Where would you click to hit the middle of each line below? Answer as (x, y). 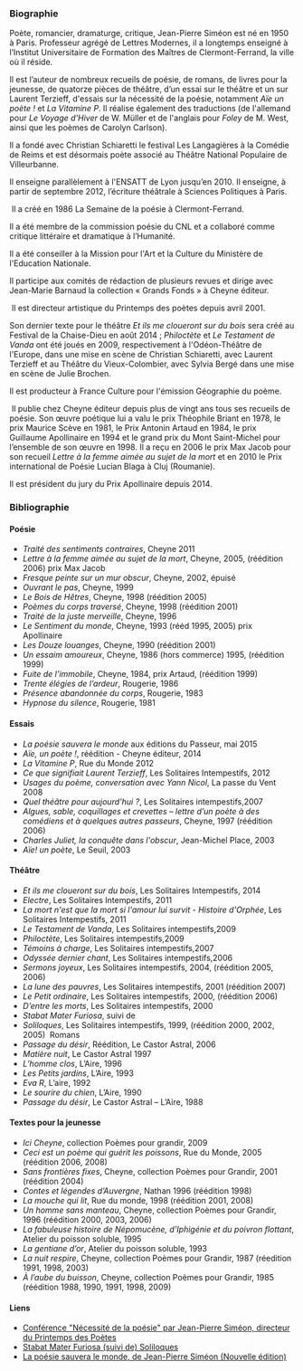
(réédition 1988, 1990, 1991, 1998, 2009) (97, 1287)
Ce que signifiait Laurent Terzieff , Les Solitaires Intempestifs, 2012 (146, 773)
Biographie (34, 14)
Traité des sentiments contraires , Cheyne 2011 (109, 549)
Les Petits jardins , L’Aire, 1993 (78, 1073)
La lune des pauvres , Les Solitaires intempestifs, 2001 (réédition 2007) (154, 986)
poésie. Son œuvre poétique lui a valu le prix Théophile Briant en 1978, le (145, 418)
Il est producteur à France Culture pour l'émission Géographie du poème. (146, 391)
